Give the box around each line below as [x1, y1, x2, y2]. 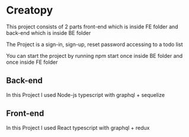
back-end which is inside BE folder [6, 29, 91, 36]
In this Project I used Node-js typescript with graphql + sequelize [6, 91, 165, 98]
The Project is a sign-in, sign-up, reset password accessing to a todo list [6, 41, 183, 48]
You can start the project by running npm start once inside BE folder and [6, 52, 183, 59]
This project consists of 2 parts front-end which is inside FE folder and [6, 23, 179, 30]
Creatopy [6, 4, 53, 17]
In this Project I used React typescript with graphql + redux [6, 124, 150, 131]
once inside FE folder [6, 58, 58, 66]
